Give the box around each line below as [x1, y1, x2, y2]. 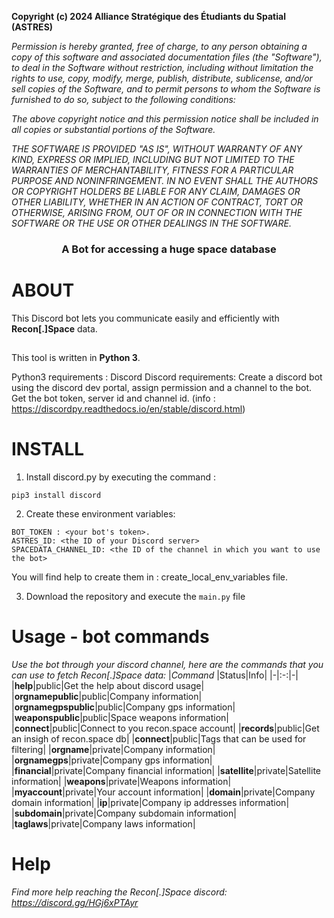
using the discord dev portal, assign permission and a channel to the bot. [11, 382, 313, 394]
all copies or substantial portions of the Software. [11, 124, 216, 135]
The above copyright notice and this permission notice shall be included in [11, 113, 319, 125]
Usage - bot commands [11, 626, 210, 648]
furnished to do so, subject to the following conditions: [11, 94, 236, 105]
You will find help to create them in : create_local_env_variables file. [11, 571, 289, 583]
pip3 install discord [11, 491, 102, 501]
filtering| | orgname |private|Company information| [11, 744, 216, 756]
